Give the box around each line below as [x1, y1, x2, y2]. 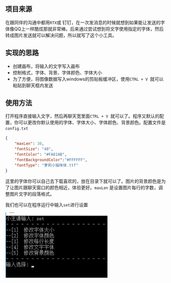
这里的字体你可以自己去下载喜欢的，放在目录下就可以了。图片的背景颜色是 [5, 178, 161, 184]
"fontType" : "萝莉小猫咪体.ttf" [14, 162, 78, 168]
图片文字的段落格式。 [9, 191, 54, 197]
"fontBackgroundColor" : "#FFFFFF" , [14, 157, 88, 162]
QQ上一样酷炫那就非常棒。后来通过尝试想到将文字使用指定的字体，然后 [14, 26, 164, 32]
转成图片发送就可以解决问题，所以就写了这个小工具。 [5, 32, 117, 38]
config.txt [5, 126, 28, 131]
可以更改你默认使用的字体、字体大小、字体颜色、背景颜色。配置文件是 [18, 120, 166, 126]
